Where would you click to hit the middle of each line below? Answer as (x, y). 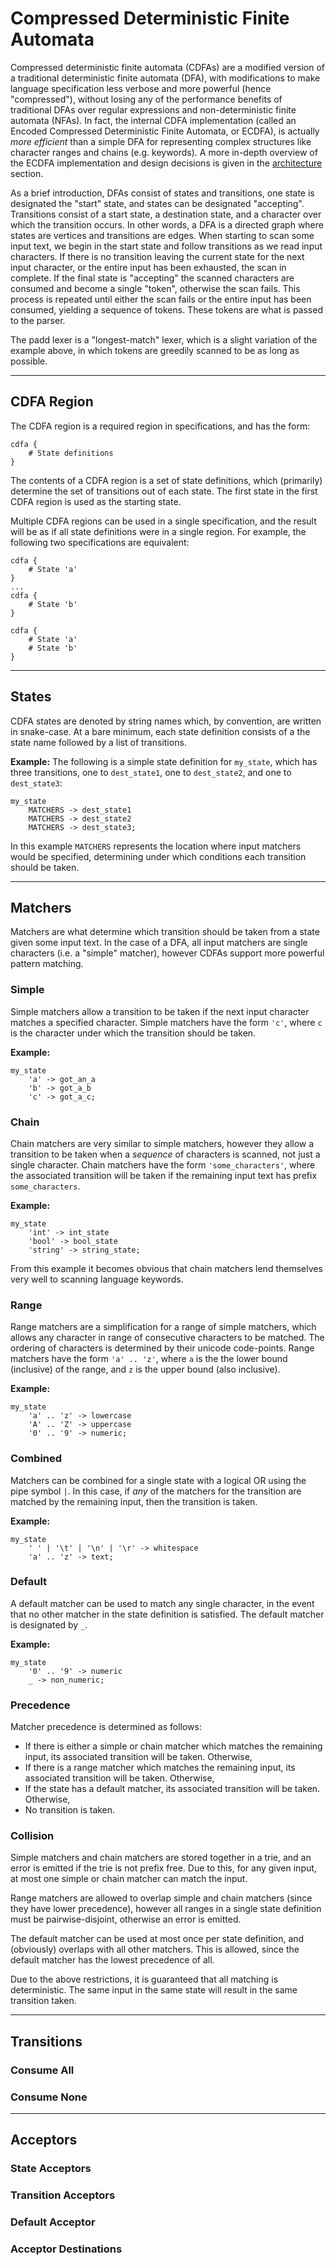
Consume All (42, 2070)
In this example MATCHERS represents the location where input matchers (156, 846)
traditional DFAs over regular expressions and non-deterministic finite (153, 109)
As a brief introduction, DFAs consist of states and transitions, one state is (162, 193)
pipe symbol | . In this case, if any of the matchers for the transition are (156, 1491)
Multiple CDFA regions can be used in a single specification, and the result (163, 521)
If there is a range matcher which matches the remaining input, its (160, 1768)
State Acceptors (51, 2169)
